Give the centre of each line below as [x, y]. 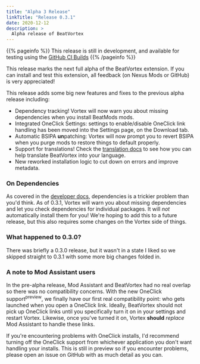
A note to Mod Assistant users [51, 272]
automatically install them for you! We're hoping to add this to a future [92, 215]
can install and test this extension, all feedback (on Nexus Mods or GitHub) [98, 75]
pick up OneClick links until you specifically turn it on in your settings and [96, 311]
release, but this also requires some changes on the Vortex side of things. [96, 222]
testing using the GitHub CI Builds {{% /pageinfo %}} [71, 57]
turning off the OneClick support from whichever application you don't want [99, 342]
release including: [28, 100]
